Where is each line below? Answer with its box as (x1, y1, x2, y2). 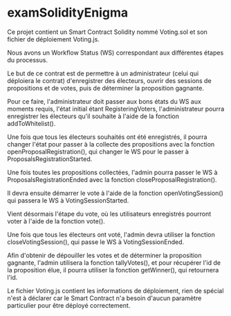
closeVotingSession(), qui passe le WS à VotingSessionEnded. (7, 237, 185, 246)
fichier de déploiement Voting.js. (7, 35, 100, 43)
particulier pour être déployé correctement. (7, 301, 131, 309)
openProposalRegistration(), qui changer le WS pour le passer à (7, 147, 189, 156)
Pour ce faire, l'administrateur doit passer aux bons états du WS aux (7, 97, 202, 105)
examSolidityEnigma (7, 5, 129, 21)
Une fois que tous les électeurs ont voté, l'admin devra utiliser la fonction (7, 230, 216, 239)
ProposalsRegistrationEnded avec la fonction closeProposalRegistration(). (7, 175, 217, 184)
